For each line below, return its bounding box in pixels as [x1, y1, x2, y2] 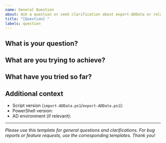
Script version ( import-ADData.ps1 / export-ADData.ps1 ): [12, 103, 124, 108]
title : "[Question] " [5, 16, 50, 21]
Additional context [5, 89, 63, 98]
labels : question [5, 21, 41, 26]
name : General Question [5, 7, 54, 12]
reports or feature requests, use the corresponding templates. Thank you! [5, 133, 156, 139]
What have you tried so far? [5, 72, 92, 81]
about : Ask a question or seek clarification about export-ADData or [5, 12, 152, 17]
